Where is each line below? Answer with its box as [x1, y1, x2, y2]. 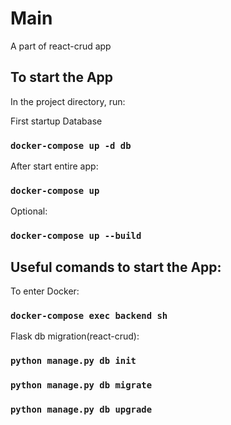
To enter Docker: [10, 285, 80, 297]
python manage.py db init [10, 355, 137, 367]
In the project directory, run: [10, 95, 126, 107]
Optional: [10, 205, 48, 217]
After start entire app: [10, 160, 99, 172]
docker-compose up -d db [10, 140, 132, 151]
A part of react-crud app [10, 40, 112, 52]
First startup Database [10, 115, 103, 127]
